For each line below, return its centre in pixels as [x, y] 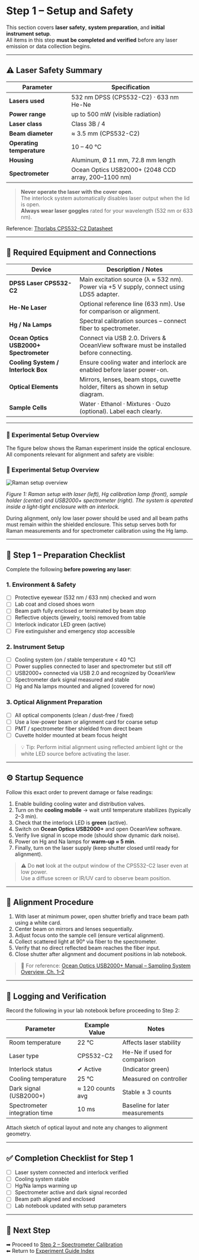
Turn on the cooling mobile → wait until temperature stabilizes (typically [103, 810]
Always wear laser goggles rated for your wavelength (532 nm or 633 [107, 210]
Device [41, 269]
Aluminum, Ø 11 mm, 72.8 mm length [123, 160]
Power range [28, 114]
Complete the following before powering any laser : [69, 569]
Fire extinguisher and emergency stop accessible [75, 631]
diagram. [92, 394]
